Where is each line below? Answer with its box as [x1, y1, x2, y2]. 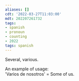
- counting [5, 34, 27, 39]
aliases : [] [5, 7, 29, 12]
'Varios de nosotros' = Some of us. [5, 71, 75, 77]
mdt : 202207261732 [5, 16, 42, 21]
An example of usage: [5, 66, 49, 72]
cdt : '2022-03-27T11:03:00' [5, 12, 62, 16]
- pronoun [5, 30, 25, 34]
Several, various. [5, 56, 39, 62]
